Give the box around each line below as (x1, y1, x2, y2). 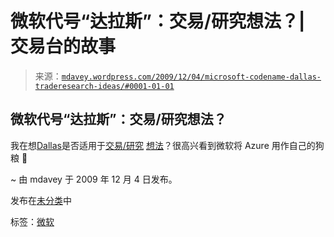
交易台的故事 (10, 35, 117, 58)
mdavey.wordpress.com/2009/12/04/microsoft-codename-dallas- (61, 72, 322, 82)
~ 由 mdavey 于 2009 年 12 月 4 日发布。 (10, 173, 178, 185)
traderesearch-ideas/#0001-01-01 (34, 81, 175, 91)
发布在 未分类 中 (10, 194, 72, 206)
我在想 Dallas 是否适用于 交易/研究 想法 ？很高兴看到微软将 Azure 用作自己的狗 (10, 139, 325, 151)
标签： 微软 (10, 215, 55, 227)
